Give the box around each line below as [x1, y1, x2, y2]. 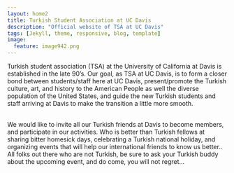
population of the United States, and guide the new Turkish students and [7, 92, 217, 100]
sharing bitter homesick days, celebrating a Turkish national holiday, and [7, 135, 216, 144]
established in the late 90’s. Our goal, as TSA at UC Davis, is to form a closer [7, 69, 227, 78]
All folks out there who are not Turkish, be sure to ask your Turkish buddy [7, 150, 219, 158]
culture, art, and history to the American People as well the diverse [7, 85, 199, 92]
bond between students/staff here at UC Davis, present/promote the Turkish [7, 77, 227, 85]
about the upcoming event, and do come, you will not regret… [7, 158, 185, 165]
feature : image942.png [13, 43, 80, 50]
